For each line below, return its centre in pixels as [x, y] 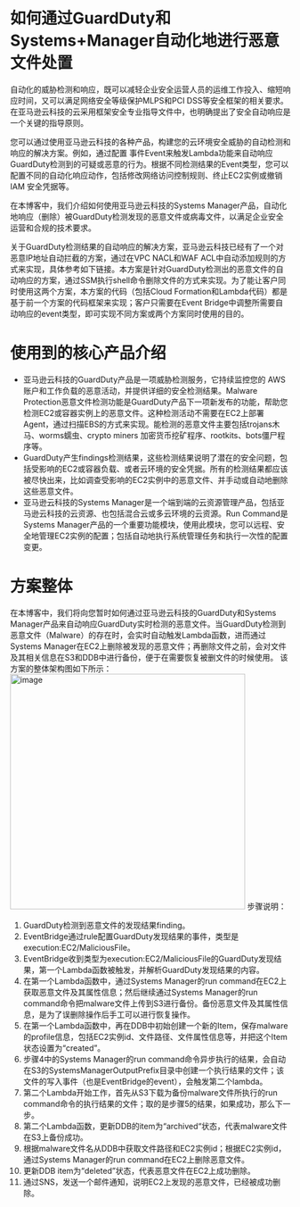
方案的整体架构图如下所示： [61, 668]
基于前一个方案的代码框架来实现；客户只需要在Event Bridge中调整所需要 [143, 302]
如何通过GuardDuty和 [91, 18]
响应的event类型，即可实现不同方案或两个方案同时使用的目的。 [133, 313]
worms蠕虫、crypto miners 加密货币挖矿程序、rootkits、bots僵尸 [158, 435]
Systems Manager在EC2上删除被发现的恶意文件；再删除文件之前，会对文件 [149, 646]
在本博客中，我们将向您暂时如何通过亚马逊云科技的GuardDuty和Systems [143, 612]
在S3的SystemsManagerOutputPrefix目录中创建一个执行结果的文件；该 [153, 1070]
